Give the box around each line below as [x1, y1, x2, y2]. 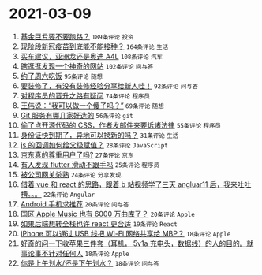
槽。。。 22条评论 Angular [20, 189, 95, 199]
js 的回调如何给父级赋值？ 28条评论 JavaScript [20, 139, 168, 150]
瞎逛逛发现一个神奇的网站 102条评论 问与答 [20, 61, 154, 71]
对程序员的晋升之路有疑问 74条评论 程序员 [20, 91, 151, 100]
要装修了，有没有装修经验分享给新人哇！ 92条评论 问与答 [20, 80, 199, 91]
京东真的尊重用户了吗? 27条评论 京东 [20, 150, 134, 159]
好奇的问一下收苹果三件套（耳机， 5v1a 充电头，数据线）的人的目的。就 [20, 238, 254, 248]
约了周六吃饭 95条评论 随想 [20, 71, 103, 80]
